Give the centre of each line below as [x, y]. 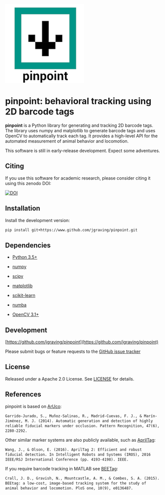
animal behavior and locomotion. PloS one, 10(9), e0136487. [69, 488]
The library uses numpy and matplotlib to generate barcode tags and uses [80, 130]
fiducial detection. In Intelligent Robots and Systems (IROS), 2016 [78, 455]
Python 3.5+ [25, 257]
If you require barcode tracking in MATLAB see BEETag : [62, 468]
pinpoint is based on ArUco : [33, 406]
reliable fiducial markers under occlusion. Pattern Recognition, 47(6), [82, 426]
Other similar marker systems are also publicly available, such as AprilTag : [81, 440]
